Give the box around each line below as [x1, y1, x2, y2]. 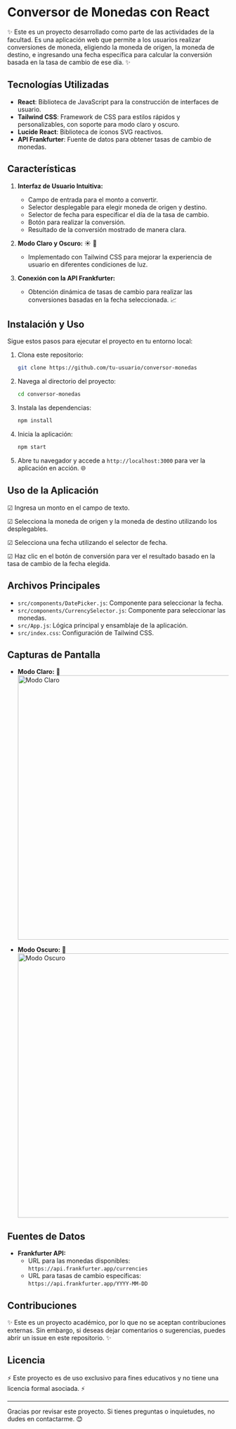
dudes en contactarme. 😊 [7, 1414, 83, 1423]
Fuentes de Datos [7, 1230, 86, 1242]
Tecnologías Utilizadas [7, 79, 110, 91]
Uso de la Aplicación [7, 484, 99, 497]
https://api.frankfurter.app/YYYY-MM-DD [27, 1280, 148, 1287]
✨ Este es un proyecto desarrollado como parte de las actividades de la [7, 27, 214, 36]
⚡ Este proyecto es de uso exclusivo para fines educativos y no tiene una [7, 1373, 219, 1382]
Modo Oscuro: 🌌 [17, 945, 67, 954]
